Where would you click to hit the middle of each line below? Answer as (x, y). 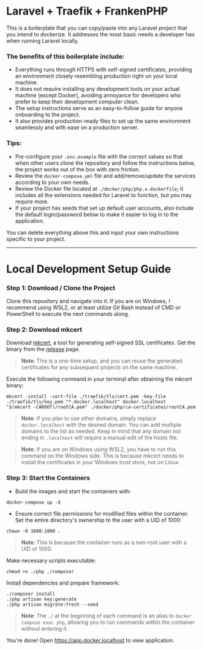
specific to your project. (36, 239)
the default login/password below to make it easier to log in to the (97, 214)
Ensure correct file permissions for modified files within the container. (102, 513)
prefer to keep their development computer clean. (77, 102)
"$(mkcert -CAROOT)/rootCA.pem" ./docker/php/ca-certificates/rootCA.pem (101, 407)
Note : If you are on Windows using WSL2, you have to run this (98, 450)
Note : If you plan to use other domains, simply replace (89, 418)
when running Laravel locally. (43, 41)
